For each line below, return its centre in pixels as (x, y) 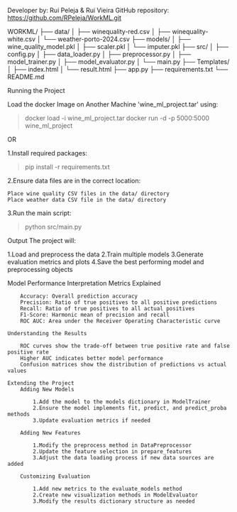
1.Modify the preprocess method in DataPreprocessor (112, 445)
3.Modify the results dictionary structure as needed (114, 501)
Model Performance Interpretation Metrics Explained (84, 283)
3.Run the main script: (39, 213)
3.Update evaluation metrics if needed (92, 420)
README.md (26, 77)
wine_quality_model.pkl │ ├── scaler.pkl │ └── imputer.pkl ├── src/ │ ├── (118, 47)
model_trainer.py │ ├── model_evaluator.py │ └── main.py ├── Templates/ (118, 62)
